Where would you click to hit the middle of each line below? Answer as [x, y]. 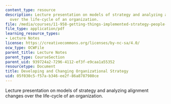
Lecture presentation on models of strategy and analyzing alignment [77, 90]
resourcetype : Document [31, 66]
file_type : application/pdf [35, 29]
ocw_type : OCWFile [25, 48]
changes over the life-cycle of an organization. [54, 96]
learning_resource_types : [33, 33]
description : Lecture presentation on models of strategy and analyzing [84, 15]
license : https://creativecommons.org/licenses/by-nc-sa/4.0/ [73, 43]
